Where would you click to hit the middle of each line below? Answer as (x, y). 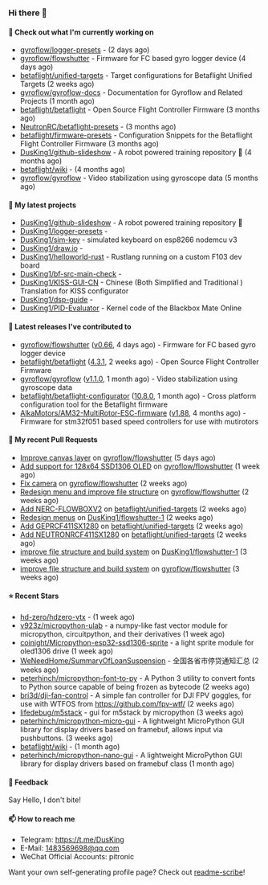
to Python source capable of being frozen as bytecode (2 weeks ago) (135, 686)
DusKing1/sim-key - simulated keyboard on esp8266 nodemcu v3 (129, 240)
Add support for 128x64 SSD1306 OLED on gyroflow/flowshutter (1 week (140, 466)
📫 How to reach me (42, 818)
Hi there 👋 (28, 13)
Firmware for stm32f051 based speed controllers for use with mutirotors (139, 421)
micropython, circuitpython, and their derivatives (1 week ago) (122, 633)
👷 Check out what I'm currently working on (81, 32)
